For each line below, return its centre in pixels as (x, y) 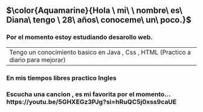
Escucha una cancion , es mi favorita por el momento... (89, 94)
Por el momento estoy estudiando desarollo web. (79, 38)
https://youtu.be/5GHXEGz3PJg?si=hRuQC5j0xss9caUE (92, 102)
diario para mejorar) (37, 59)
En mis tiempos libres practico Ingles (61, 77)
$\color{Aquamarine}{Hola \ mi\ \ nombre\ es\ (95, 11)
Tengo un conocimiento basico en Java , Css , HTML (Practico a (100, 52)
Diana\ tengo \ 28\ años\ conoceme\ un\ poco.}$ (99, 20)
